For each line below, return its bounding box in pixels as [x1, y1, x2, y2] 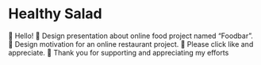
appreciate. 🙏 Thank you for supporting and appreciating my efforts [8, 48, 229, 57]
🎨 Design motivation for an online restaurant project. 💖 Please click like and [8, 39, 254, 48]
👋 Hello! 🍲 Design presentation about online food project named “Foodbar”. [8, 31, 254, 40]
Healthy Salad [8, 5, 102, 23]
